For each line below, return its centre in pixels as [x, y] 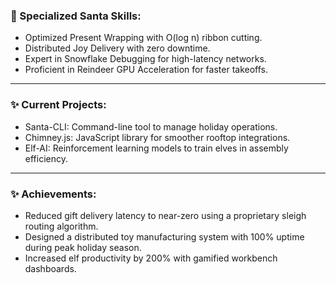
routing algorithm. [61, 226]
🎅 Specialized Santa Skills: [76, 16]
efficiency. [46, 158]
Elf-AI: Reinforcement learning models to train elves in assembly [156, 148]
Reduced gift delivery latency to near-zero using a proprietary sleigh [165, 215]
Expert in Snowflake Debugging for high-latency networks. [145, 59]
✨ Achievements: [53, 194]
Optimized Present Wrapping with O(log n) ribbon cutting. [143, 38]
